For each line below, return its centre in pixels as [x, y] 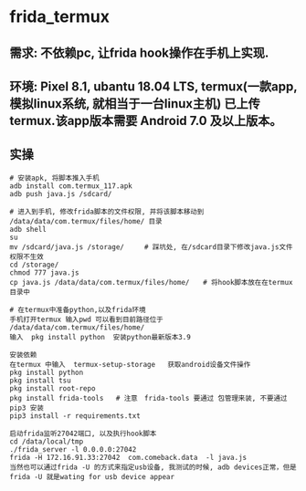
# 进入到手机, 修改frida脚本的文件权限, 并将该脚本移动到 [107, 212]
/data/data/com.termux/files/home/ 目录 [86, 221]
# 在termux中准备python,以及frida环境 [78, 309]
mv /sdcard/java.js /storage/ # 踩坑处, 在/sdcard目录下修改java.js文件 [151, 247]
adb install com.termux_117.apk [71, 186]
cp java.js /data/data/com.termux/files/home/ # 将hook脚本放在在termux [152, 282]
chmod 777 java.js [44, 272]
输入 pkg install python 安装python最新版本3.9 [100, 337]
